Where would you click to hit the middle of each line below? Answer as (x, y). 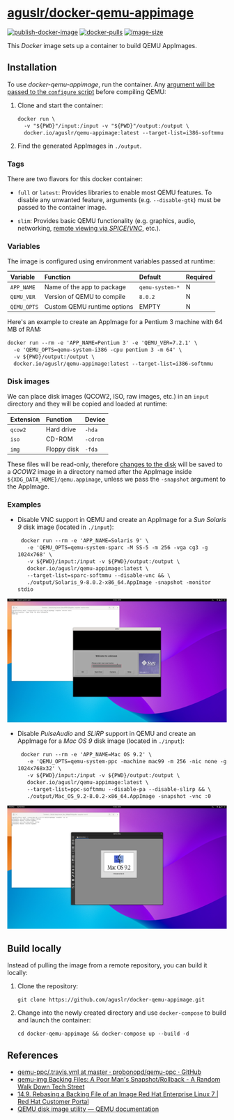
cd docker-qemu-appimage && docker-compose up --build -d (103, 1034)
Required (199, 277)
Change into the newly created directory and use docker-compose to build (122, 1013)
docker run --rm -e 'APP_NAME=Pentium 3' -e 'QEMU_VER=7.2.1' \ (102, 343)
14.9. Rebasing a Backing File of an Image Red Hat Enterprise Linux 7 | (118, 1094)
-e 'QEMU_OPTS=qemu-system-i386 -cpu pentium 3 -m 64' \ (98, 350)
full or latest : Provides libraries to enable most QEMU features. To (115, 192)
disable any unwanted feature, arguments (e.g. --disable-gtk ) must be (119, 200)
